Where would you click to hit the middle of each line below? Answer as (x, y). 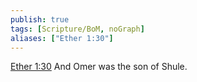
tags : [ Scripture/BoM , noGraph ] (77, 29)
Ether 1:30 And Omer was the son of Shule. (99, 67)
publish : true (40, 19)
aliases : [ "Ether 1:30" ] (62, 38)
